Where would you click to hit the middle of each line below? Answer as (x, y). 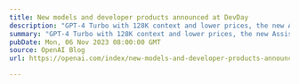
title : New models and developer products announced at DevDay (129, 17)
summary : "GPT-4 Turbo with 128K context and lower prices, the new (139, 34)
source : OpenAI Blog (48, 50)
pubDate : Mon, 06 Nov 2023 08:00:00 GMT (85, 42)
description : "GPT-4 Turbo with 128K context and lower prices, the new (147, 26)
